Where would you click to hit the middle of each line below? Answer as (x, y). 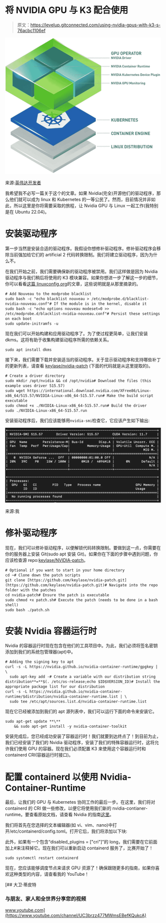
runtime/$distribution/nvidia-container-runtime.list (62, 697)
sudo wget (15, 390)
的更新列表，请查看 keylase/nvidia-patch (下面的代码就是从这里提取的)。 (79, 366)
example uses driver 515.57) (35, 385)
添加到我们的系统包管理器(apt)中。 (40, 652)
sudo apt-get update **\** (33, 722)
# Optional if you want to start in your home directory (65, 570)
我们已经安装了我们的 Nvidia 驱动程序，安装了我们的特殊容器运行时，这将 (80, 743)
